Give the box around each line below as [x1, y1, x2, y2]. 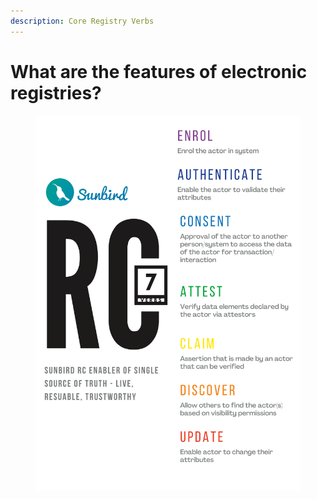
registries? [10, 81, 102, 104]
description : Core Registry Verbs [10, 16, 155, 26]
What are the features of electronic [10, 60, 308, 83]
